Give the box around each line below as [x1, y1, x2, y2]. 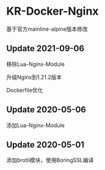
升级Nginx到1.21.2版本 [6, 73, 62, 81]
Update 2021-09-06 [6, 43, 84, 54]
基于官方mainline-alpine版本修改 [6, 25, 89, 32]
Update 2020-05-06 [6, 105, 87, 115]
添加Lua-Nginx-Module [6, 121, 65, 129]
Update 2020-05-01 [6, 139, 84, 150]
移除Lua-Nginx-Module [6, 60, 65, 68]
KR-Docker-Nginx [6, 4, 99, 18]
